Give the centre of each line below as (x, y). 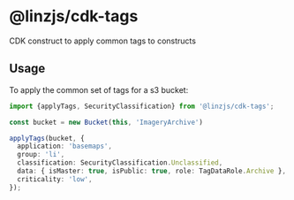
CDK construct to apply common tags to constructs (103, 41)
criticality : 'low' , (55, 179)
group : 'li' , (41, 155)
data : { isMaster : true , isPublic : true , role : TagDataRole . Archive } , (152, 171)
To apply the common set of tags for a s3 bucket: (99, 89)
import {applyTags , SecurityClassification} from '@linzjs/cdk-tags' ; (142, 106)
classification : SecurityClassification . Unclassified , (120, 163)
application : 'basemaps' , (65, 146)
